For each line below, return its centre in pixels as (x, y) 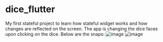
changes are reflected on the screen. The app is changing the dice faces (81, 28)
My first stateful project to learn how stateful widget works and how (76, 23)
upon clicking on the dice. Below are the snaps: (55, 34)
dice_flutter (30, 9)
